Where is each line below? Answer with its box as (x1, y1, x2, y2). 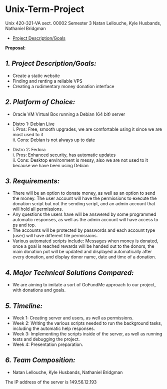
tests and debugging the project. (12, 336, 80, 342)
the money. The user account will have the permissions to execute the (12, 195, 157, 201)
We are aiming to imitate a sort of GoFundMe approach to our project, (12, 282, 156, 288)
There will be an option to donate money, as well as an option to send (12, 190, 155, 196)
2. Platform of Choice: (5, 98, 75, 106)
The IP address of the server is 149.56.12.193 (5, 379, 97, 385)
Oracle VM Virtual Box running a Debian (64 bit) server (12, 111, 125, 117)
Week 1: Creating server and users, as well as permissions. (12, 315, 134, 321)
